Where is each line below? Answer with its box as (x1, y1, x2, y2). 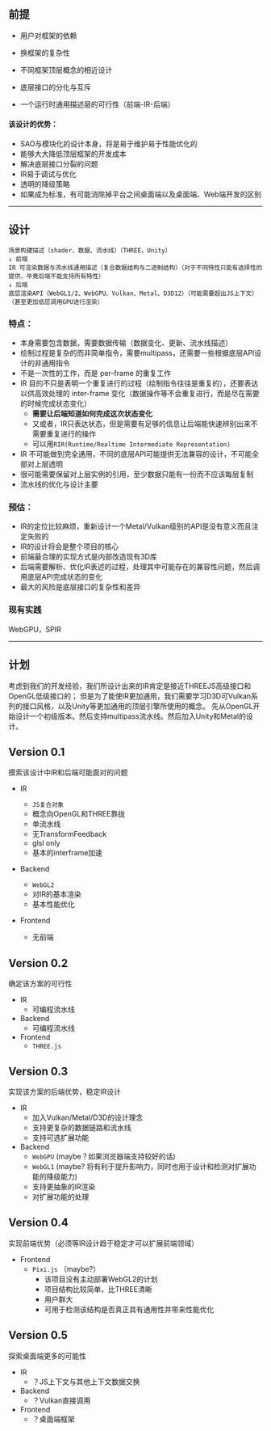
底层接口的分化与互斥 (19, 82, 91, 91)
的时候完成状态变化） (19, 399, 91, 408)
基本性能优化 (31, 900, 75, 910)
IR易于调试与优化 (19, 169, 77, 179)
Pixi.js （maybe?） (31, 1264, 101, 1273)
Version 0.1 (8, 745, 65, 758)
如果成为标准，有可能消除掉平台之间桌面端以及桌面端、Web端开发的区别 (19, 189, 262, 200)
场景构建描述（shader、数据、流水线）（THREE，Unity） (8, 246, 172, 255)
